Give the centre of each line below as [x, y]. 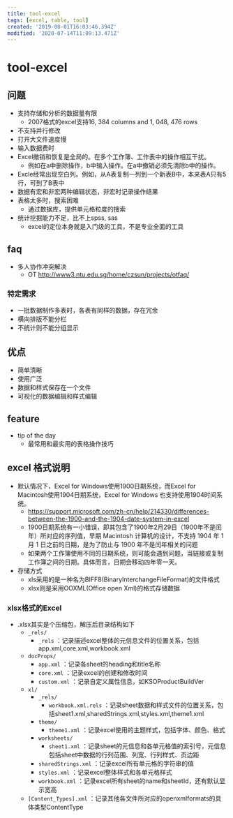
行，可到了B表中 [41, 183]
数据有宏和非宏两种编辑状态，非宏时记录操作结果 [88, 192]
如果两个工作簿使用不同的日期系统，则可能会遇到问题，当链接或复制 [126, 553]
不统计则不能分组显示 [48, 328]
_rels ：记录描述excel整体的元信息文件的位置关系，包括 [119, 641]
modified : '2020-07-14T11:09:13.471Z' [63, 33]
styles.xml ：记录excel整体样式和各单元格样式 [105, 773]
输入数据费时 [36, 148]
